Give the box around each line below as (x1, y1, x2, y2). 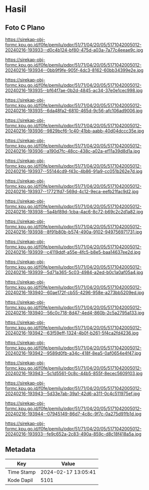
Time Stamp (7, 469, 36, 476)
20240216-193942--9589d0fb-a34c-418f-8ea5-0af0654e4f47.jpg (5, 350, 141, 356)
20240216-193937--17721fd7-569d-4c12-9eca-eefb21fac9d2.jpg (5, 189, 139, 195)
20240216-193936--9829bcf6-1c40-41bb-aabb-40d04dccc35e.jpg (5, 128, 145, 134)
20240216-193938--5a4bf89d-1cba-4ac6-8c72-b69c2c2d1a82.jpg (5, 209, 144, 214)
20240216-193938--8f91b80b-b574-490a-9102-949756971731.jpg (5, 229, 143, 235)
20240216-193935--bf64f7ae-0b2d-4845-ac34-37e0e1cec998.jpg (5, 88, 143, 93)
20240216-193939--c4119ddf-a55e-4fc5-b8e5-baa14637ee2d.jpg (5, 249, 141, 255)
